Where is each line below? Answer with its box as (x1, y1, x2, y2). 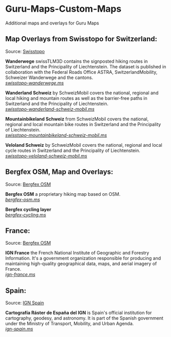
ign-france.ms (5, 271, 36, 278)
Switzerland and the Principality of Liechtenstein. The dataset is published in (5, 63, 166, 69)
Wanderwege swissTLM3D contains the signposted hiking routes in (5, 58, 148, 64)
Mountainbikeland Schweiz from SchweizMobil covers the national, (5, 116, 149, 122)
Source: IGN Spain (5, 300, 44, 306)
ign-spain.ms (5, 326, 33, 332)
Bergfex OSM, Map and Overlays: (5, 168, 113, 176)
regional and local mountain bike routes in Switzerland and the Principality (5, 121, 161, 127)
